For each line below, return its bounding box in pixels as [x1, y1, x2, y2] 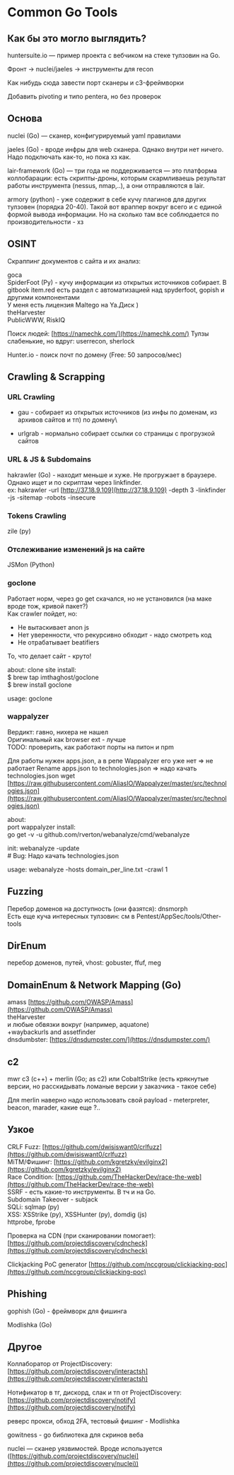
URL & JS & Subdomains [7, 454, 92, 464]
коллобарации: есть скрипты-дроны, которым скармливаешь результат [7, 174, 226, 182]
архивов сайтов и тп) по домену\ [17, 416, 118, 424]
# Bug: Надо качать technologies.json [7, 851, 119, 859]
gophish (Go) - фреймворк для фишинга [7, 1307, 127, 1315]
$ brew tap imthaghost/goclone [7, 673, 99, 681]
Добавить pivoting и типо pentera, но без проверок [7, 93, 161, 100]
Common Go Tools [7, 4, 118, 20]
